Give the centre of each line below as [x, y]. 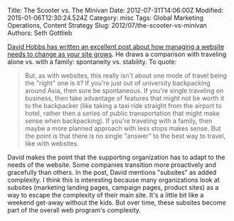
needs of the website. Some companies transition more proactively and [112, 165]
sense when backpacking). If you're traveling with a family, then [118, 121]
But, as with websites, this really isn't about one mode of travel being [126, 75]
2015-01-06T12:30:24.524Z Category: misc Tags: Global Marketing [106, 18]
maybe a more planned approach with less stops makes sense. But [123, 128]
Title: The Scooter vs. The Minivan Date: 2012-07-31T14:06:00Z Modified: [116, 10]
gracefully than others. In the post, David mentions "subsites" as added [112, 172]
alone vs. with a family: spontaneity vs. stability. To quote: [92, 62]
